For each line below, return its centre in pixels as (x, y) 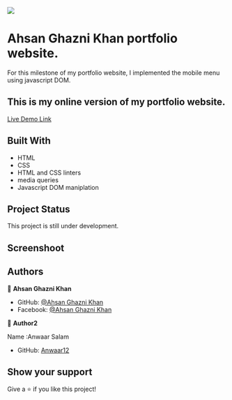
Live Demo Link (30, 119)
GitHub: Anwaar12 (43, 350)
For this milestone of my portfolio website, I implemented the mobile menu (114, 73)
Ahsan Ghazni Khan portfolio (92, 39)
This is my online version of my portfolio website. (116, 102)
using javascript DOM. (39, 80)
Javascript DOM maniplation (58, 187)
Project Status (39, 209)
